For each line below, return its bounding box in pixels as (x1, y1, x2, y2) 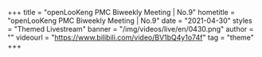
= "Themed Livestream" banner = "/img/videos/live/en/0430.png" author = (7, 25, 254, 33)
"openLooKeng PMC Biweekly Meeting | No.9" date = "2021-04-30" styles (7, 16, 252, 25)
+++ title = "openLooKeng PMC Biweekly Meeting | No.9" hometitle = (7, 8, 236, 17)
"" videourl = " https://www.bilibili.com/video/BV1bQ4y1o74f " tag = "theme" (7, 32, 254, 42)
